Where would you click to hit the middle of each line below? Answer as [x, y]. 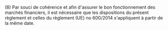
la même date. [20, 23]
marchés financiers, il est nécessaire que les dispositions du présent [77, 12]
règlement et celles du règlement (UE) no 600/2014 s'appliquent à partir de [84, 18]
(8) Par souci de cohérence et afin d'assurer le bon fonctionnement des [80, 7]
